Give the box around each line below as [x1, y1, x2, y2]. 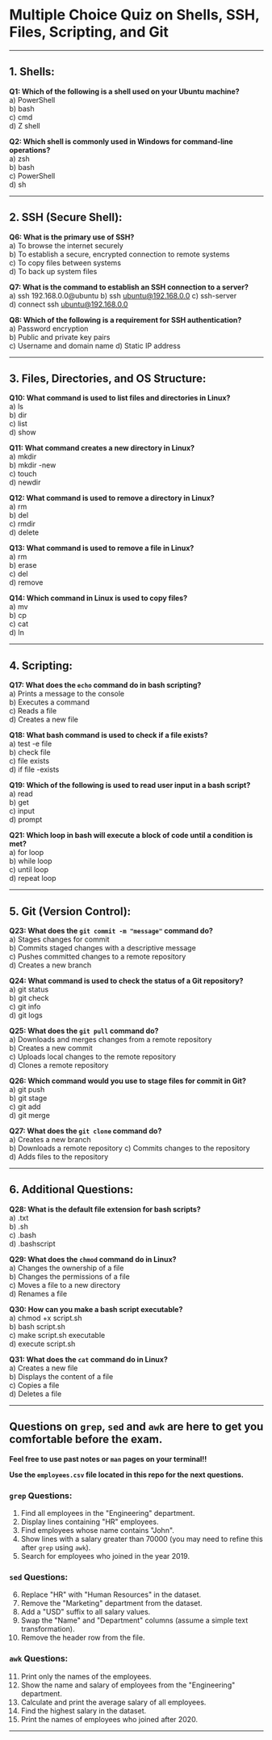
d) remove [9, 578, 44, 587]
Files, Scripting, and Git [9, 23, 169, 41]
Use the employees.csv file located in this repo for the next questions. [9, 1470, 245, 1480]
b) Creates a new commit [9, 1044, 94, 1052]
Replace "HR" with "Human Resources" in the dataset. [20, 1590, 202, 1599]
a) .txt [9, 1213, 29, 1222]
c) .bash [9, 1230, 37, 1239]
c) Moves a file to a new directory [9, 1280, 121, 1289]
